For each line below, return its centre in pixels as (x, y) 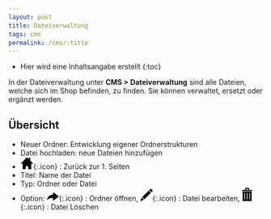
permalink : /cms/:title (49, 43)
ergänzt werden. (36, 99)
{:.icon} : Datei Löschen (59, 207)
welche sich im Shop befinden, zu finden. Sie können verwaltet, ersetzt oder (135, 91)
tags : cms (25, 34)
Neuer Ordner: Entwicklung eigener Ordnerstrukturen (109, 145)
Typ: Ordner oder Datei (58, 184)
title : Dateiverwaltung (49, 25)
